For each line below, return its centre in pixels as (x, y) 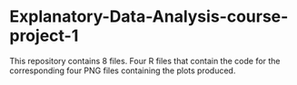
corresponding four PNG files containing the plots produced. (123, 71)
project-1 (44, 36)
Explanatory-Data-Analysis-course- (149, 17)
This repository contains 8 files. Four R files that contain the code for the (145, 61)
